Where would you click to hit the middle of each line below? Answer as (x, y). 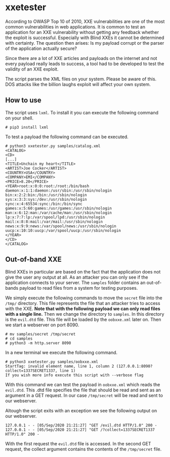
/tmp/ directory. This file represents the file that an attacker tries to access (83, 303)
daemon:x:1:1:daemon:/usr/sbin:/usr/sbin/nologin (59, 190)
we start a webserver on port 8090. (42, 325)
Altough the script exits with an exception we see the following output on (81, 410)
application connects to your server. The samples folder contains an (75, 282)
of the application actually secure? (41, 48)
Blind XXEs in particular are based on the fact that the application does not (83, 271)
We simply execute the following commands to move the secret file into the (84, 298)
